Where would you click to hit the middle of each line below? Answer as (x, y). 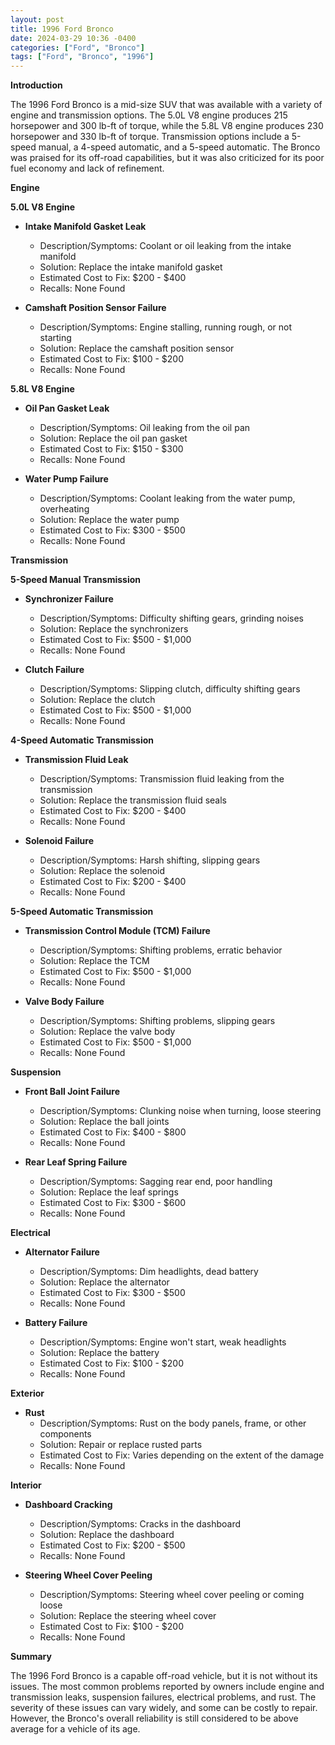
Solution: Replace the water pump (109, 520)
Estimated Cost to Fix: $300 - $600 (113, 1203)
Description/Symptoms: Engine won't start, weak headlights (163, 1342)
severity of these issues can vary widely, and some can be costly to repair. (164, 1708)
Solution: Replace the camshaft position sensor (137, 348)
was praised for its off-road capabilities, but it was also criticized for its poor (167, 158)
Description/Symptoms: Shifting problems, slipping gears (157, 1021)
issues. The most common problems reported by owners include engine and (167, 1687)
